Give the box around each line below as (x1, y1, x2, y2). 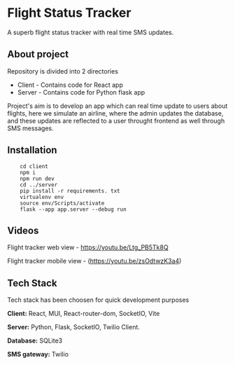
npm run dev (20, 175, 55, 182)
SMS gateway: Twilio (7, 350, 69, 359)
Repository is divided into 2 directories (7, 67, 119, 75)
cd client (20, 163, 49, 170)
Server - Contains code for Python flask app (17, 88, 145, 96)
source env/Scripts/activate (20, 200, 105, 207)
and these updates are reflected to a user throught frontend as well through (7, 116, 225, 125)
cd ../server (20, 181, 58, 188)
